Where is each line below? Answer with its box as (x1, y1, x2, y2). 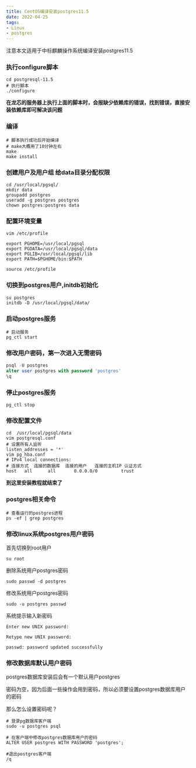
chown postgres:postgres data (6, 202, 80, 208)
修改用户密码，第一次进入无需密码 (6, 349, 102, 357)
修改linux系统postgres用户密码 (6, 530, 94, 538)
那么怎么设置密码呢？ (6, 705, 57, 712)
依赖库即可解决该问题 (10, 106, 62, 113)
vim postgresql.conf (6, 435, 57, 442)
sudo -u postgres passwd (6, 601, 66, 607)
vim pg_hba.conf (6, 452, 45, 458)
